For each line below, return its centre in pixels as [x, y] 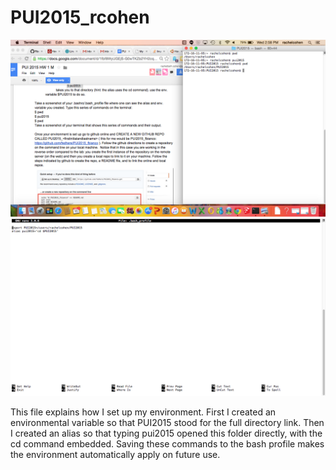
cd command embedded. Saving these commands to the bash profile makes [167, 443]
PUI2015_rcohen [80, 17]
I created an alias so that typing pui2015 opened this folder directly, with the [166, 433]
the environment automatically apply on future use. [115, 454]
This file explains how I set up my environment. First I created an [143, 412]
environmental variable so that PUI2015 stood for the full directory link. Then [167, 422]
